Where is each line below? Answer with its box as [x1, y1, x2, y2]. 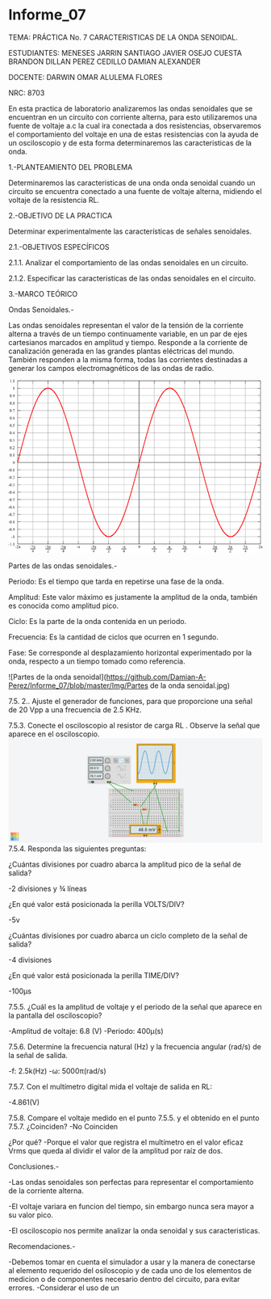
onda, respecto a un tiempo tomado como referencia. [8, 656, 186, 666]
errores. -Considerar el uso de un [8, 1283, 119, 1293]
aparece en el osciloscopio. [8, 729, 100, 739]
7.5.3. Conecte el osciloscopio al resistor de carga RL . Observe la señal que [8, 721, 261, 731]
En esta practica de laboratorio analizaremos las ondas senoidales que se [8, 103, 253, 113]
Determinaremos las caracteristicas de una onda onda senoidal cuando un [8, 178, 256, 188]
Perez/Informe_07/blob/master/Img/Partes [8, 681, 149, 690]
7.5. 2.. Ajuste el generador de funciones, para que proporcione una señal [8, 697, 252, 706]
